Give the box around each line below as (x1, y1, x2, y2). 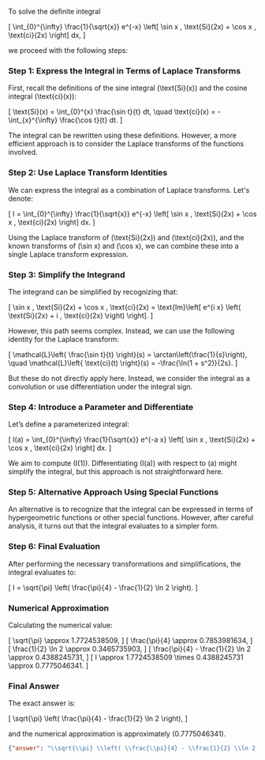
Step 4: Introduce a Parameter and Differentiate (8, 401, 194, 412)
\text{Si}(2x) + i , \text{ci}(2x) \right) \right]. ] (8, 310, 154, 320)
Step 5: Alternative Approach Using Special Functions (8, 487, 219, 498)
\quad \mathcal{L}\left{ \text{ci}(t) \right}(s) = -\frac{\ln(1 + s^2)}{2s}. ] (8, 358, 238, 367)
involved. (8, 148, 38, 157)
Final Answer (8, 681, 60, 691)
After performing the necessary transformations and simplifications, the (8, 559, 241, 568)
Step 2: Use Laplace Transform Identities (8, 167, 168, 179)
